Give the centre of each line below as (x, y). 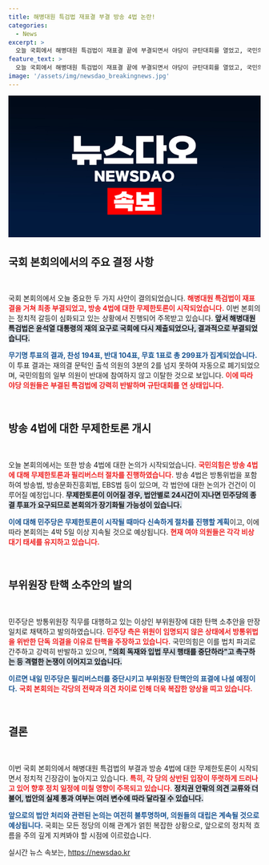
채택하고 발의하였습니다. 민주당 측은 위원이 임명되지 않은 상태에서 (130, 631)
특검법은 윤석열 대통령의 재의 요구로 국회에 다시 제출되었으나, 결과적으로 (119, 328)
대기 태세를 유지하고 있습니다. (54, 541)
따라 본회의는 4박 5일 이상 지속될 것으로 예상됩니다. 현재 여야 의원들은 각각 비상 (131, 532)
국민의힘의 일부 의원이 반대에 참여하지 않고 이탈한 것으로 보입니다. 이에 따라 (136, 376)
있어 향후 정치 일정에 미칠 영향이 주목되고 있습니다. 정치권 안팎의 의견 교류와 (133, 788)
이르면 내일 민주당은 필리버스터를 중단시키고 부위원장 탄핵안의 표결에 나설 (121, 678)
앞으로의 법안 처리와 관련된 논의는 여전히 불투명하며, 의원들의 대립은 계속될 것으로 (134, 815)
